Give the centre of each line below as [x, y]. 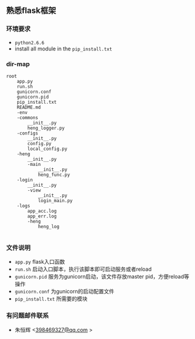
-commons [28, 117]
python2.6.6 [29, 43]
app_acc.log [42, 211]
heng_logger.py [46, 128]
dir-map [18, 64]
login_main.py [55, 200]
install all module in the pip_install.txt [63, 49]
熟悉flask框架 [31, 11]
